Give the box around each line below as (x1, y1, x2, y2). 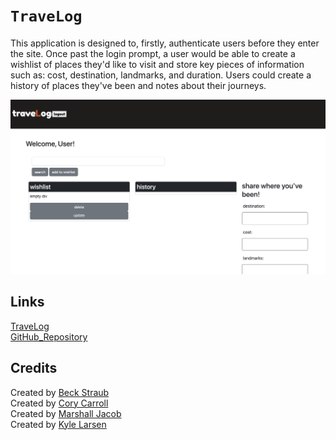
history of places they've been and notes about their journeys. (10, 79, 267, 91)
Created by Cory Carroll (10, 397, 109, 409)
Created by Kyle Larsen (10, 418, 107, 430)
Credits (10, 360, 58, 377)
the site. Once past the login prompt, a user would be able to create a (10, 47, 296, 59)
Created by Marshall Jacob (10, 407, 122, 419)
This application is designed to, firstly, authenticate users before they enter (10, 37, 320, 49)
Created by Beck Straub (10, 386, 110, 398)
